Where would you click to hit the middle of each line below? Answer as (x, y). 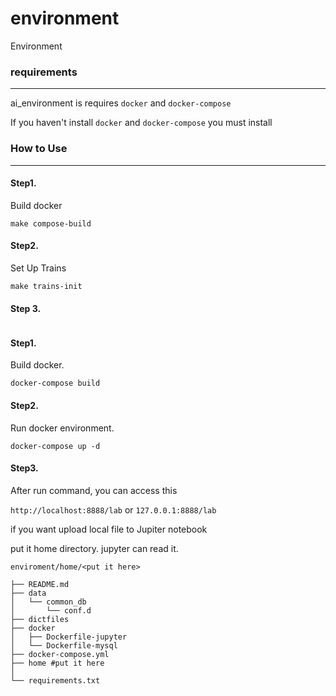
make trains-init (46, 286)
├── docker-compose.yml (60, 654)
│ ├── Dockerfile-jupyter (69, 637)
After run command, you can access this (94, 490)
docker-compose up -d (55, 446)
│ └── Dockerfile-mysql (64, 645)
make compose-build (51, 223)
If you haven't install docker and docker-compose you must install (141, 123)
